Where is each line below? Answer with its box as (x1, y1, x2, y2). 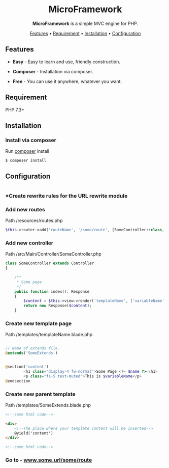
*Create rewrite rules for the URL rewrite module (5, 192, 128, 199)
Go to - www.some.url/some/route (5, 457, 92, 464)
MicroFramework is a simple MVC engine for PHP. (32, 20, 139, 26)
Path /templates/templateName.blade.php (5, 332, 93, 338)
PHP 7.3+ (5, 106, 24, 113)
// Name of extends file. (5, 346, 60, 351)
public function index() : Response (14, 289, 90, 294)
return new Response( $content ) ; (23, 303, 92, 309)
